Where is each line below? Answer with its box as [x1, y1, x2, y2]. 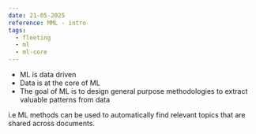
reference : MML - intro [8, 19, 87, 27]
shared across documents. [8, 119, 96, 128]
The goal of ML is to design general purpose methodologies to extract [19, 87, 248, 95]
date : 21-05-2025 [8, 11, 66, 20]
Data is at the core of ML [19, 78, 100, 87]
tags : [8, 26, 26, 34]
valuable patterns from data [19, 95, 111, 104]
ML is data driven [19, 70, 77, 79]
